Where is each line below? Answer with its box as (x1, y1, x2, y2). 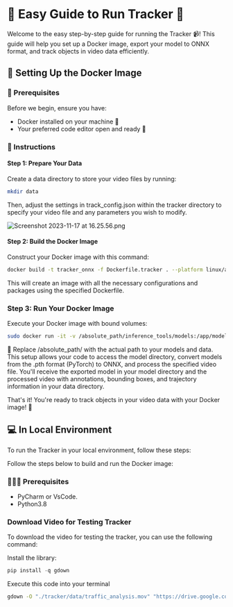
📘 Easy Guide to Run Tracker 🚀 (7, 6, 184, 22)
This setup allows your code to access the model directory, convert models (7, 352, 223, 360)
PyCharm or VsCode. (17, 492, 78, 501)
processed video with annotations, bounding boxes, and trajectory (7, 374, 197, 383)
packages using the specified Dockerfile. (7, 286, 125, 294)
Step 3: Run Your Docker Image (7, 303, 114, 313)
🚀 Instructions (7, 142, 55, 151)
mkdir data (7, 188, 39, 195)
